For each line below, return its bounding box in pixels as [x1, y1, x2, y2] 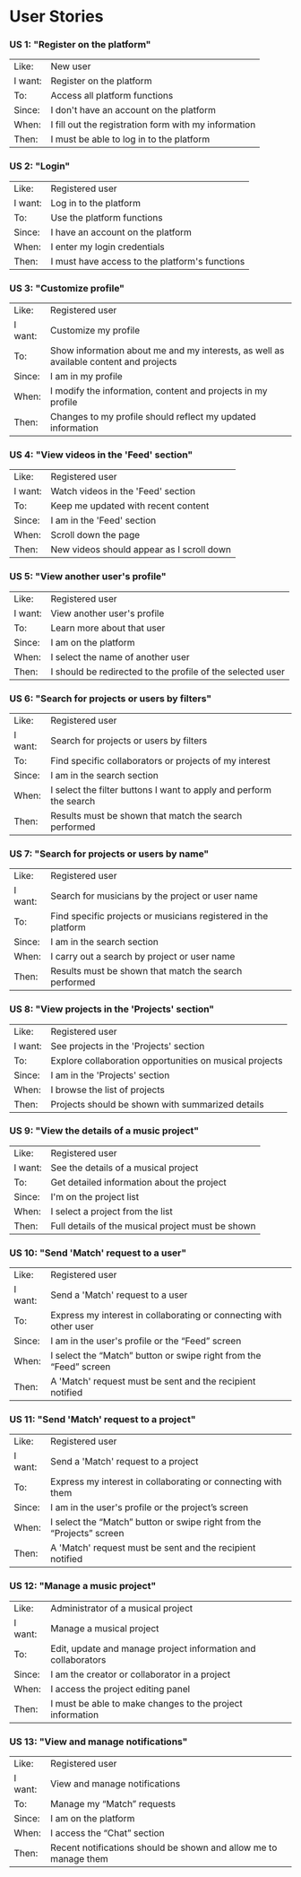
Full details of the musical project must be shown [50, 1220, 257, 1232]
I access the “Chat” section [50, 1827, 165, 1839]
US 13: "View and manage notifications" [9, 1735, 188, 1748]
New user [50, 60, 91, 73]
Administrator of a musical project [50, 1602, 193, 1614]
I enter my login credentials [50, 240, 165, 253]
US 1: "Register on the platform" [9, 39, 151, 51]
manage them [50, 1853, 109, 1865]
